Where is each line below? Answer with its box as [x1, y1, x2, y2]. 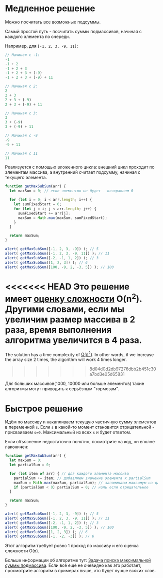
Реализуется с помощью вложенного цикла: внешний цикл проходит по [5, 164, 155, 170]
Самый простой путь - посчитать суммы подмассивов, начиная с [5, 28, 142, 34]
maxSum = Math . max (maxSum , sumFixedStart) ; [17, 215, 108, 220]
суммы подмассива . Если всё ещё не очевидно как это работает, [5, 562, 142, 568]
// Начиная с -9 [5, 133, 38, 138]
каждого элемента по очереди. [5, 34, 70, 39]
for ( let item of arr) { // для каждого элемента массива [9, 471, 130, 476]
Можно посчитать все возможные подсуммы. [5, 19, 101, 25]
